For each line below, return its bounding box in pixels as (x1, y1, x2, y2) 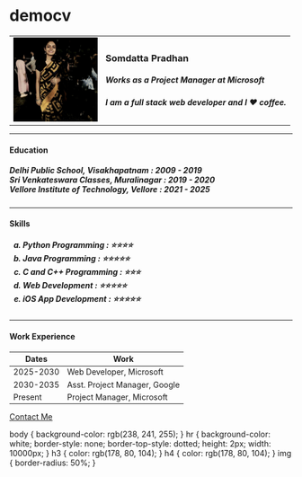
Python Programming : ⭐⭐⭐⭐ (22, 239, 133, 250)
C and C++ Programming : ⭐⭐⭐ (22, 266, 141, 277)
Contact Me (9, 411, 53, 422)
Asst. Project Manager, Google (67, 379, 181, 390)
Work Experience (9, 331, 75, 341)
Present (13, 392, 42, 402)
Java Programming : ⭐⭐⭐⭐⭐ (22, 252, 130, 263)
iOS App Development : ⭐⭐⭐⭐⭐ (22, 293, 141, 304)
